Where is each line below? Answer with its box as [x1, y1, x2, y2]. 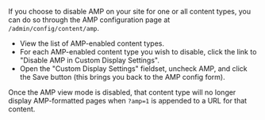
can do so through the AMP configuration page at [8, 15, 171, 24]
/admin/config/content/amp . [8, 24, 100, 32]
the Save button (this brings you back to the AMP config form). [19, 73, 225, 81]
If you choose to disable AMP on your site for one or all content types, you [8, 7, 252, 16]
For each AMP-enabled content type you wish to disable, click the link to [19, 47, 257, 56]
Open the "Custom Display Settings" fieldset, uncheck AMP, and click [19, 64, 248, 73]
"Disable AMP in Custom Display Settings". [19, 55, 160, 65]
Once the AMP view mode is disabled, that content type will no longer [8, 88, 236, 97]
